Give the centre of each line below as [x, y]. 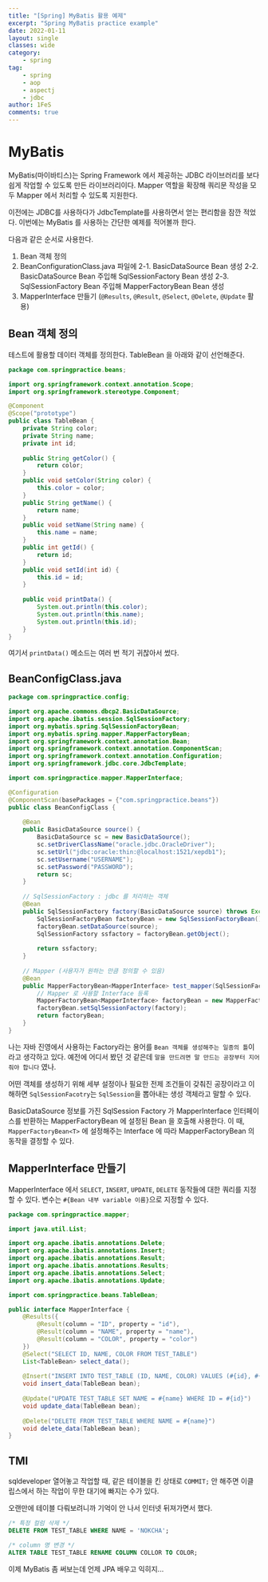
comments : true [33, 113]
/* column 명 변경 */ [42, 1545]
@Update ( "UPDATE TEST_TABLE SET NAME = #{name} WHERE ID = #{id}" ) [137, 1399]
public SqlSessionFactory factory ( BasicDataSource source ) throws [135, 911]
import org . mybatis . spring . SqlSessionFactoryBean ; [94, 726]
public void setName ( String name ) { [84, 525]
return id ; [55, 555]
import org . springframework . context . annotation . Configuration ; [116, 756]
